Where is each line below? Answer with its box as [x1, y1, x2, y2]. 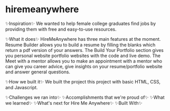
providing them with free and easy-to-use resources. [5, 26, 116, 32]
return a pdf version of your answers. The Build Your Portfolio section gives [5, 47, 164, 53]
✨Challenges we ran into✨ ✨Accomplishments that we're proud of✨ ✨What [5, 94, 165, 100]
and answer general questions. [5, 69, 70, 75]
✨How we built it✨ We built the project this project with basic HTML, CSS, [5, 78, 161, 85]
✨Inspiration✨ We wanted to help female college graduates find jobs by [5, 20, 156, 26]
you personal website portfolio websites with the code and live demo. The [5, 52, 161, 59]
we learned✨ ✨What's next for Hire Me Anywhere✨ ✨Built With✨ [5, 100, 143, 106]
